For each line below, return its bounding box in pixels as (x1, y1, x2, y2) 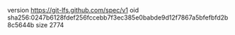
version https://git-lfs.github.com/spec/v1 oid (7, 6, 139, 14)
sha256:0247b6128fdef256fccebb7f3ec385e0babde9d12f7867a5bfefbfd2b (7, 13, 229, 22)
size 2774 (35, 21, 64, 29)
